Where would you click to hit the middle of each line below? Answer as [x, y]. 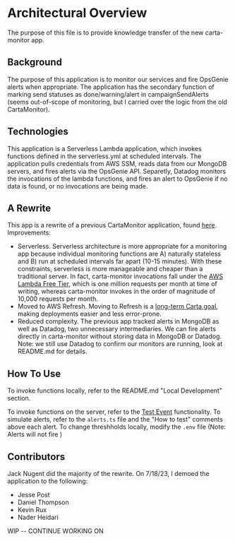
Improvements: [29, 233]
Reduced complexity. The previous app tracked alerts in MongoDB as [118, 321]
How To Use [34, 373]
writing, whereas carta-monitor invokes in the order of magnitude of [116, 292]
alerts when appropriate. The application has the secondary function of [111, 87]
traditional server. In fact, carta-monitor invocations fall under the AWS [120, 276]
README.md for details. [52, 352]
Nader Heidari [38, 517]
